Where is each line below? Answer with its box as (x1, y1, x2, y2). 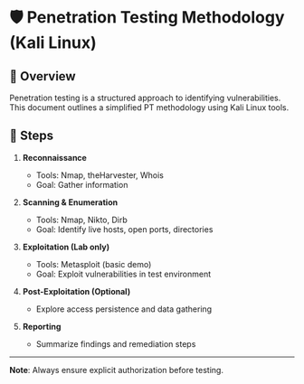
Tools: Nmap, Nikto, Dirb (35, 214, 128, 225)
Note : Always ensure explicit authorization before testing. (9, 364, 224, 375)
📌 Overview (9, 69, 76, 84)
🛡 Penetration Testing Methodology (9, 7, 285, 28)
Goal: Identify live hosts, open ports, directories (35, 223, 214, 235)
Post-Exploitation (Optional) (22, 286, 131, 296)
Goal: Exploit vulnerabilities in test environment (35, 268, 212, 279)
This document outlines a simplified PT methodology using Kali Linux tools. (9, 102, 290, 113)
